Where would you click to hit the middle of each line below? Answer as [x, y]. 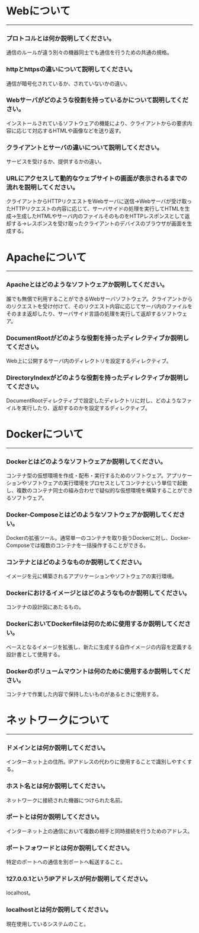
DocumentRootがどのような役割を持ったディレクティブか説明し [98, 338]
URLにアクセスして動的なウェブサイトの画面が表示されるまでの [97, 179]
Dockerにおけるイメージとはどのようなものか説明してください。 [98, 593]
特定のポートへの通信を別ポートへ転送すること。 [66, 862]
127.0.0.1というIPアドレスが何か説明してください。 [79, 879]
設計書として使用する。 [35, 654]
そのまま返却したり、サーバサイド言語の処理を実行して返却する [84, 314]
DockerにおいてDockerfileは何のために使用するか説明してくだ [95, 624]
